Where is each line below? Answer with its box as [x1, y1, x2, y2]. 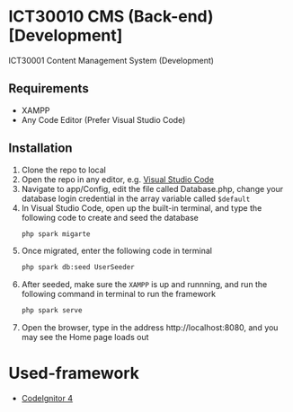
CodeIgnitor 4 [21, 393, 74, 404]
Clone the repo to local [21, 164, 107, 175]
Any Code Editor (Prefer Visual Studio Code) [21, 114, 186, 125]
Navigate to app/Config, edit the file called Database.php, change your [21, 183, 284, 194]
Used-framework [8, 364, 140, 383]
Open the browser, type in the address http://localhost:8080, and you [21, 322, 279, 333]
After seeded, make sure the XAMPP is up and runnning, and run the [21, 279, 268, 290]
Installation [8, 141, 73, 156]
